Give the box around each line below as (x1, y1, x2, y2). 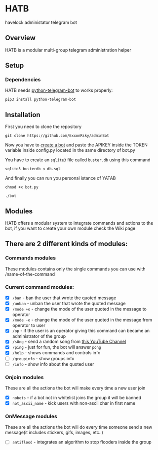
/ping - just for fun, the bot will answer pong (12, 344, 101, 350)
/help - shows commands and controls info (12, 350, 101, 356)
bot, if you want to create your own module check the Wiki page (5, 225, 136, 231)
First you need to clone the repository (5, 124, 82, 129)
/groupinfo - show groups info (12, 355, 75, 361)
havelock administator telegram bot (5, 19, 78, 25)
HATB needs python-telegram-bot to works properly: (5, 87, 113, 93)
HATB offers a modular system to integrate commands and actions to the (5, 220, 154, 226)
